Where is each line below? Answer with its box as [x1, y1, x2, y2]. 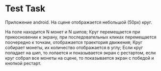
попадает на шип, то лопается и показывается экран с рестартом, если [5, 50, 156, 56]
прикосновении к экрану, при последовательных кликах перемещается [5, 34, 157, 40]
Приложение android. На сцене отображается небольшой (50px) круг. [5, 19, 152, 25]
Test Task [5, 3, 46, 14]
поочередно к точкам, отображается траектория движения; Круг [5, 39, 143, 45]
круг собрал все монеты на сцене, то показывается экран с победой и [5, 55, 154, 61]
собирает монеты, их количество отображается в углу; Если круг [5, 44, 143, 50]
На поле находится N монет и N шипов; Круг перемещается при [5, 29, 140, 35]
